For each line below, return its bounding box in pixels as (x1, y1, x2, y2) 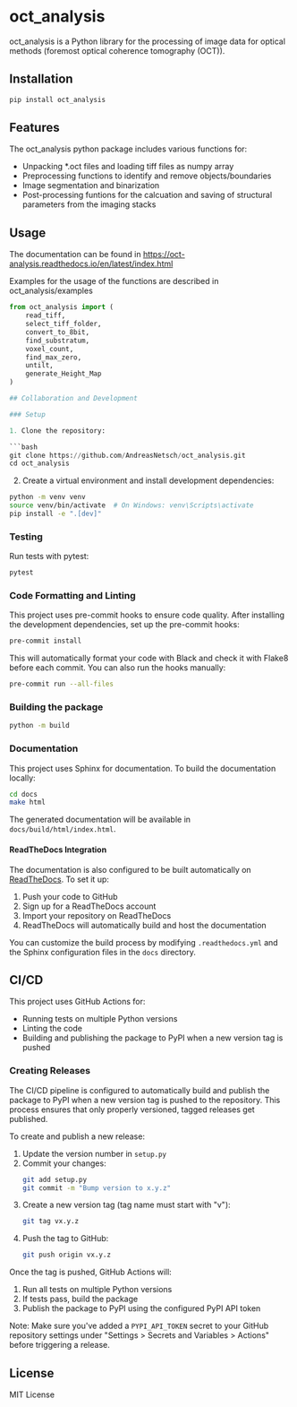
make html (9, 798, 47, 807)
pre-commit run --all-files (9, 679, 115, 689)
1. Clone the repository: (9, 426, 106, 436)
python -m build (9, 721, 70, 730)
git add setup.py (21, 1175, 88, 1184)
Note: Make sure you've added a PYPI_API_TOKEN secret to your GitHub (9, 1320, 269, 1332)
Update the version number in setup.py (21, 1148, 167, 1159)
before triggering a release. (9, 1340, 110, 1351)
